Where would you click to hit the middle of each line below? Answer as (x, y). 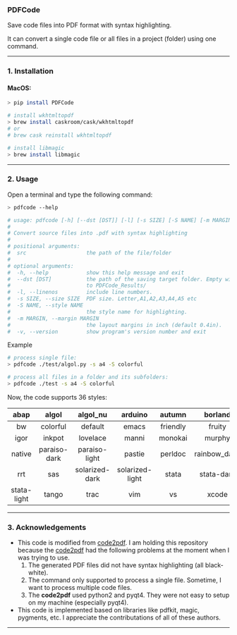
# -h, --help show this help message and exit (96, 273)
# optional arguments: (41, 266)
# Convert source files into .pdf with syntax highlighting (98, 233)
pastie (135, 454)
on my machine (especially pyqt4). (78, 603)
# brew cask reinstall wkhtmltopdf (60, 135)
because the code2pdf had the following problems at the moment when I (123, 550)
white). (38, 573)
